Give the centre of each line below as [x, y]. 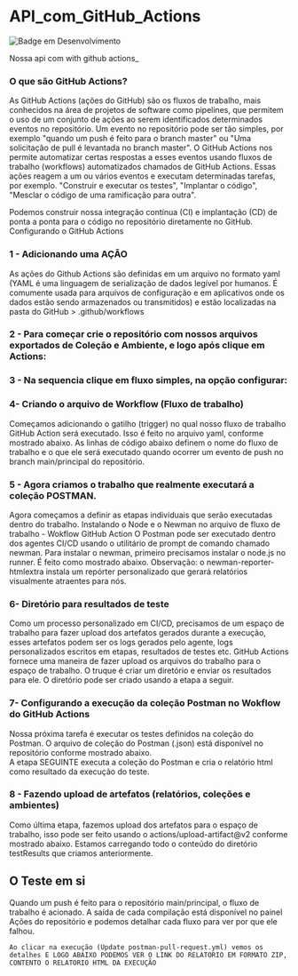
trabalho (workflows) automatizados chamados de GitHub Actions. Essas [143, 167]
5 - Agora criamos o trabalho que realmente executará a [132, 484]
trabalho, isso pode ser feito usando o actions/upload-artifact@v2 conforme [149, 834]
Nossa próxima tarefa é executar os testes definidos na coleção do [132, 733]
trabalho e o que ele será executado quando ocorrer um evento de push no [146, 452]
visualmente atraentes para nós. [68, 580]
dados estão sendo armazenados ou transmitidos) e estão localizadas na [143, 302]
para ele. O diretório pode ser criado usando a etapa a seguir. [122, 680]
